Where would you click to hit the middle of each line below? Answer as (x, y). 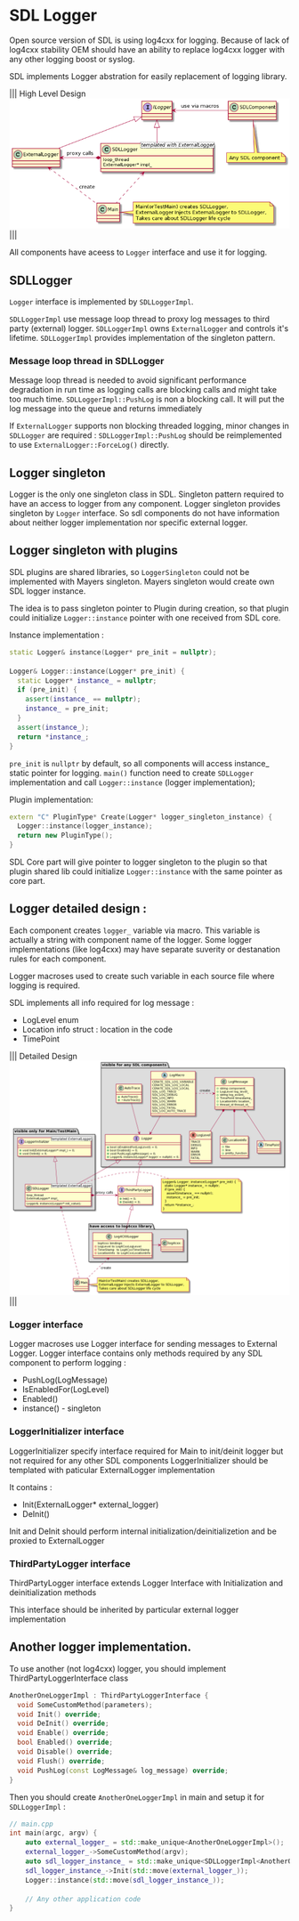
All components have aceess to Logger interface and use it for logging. (138, 252)
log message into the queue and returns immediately (106, 409)
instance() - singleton (61, 1408)
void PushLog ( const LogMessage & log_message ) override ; (123, 1771)
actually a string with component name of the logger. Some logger (130, 939)
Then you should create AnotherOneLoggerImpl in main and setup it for (137, 1797)
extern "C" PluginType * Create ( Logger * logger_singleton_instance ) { (141, 817)
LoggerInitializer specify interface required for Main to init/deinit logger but (146, 1451)
